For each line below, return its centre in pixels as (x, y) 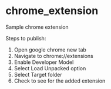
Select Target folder (38, 74)
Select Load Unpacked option (50, 68)
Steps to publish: (26, 38)
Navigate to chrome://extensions (53, 56)
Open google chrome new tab (50, 49)
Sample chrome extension (37, 27)
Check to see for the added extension (60, 81)
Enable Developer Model (44, 62)
